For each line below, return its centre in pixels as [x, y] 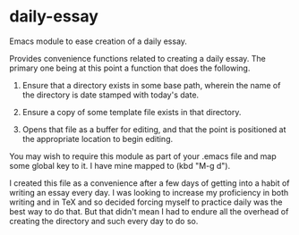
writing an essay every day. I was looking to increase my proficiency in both [149, 192]
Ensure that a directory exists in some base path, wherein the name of [151, 85]
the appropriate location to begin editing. [98, 138]
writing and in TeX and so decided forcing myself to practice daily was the [146, 202]
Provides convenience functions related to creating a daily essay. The [138, 58]
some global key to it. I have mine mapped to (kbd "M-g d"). [120, 165]
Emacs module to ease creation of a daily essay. [98, 41]
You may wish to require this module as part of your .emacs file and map [143, 156]
